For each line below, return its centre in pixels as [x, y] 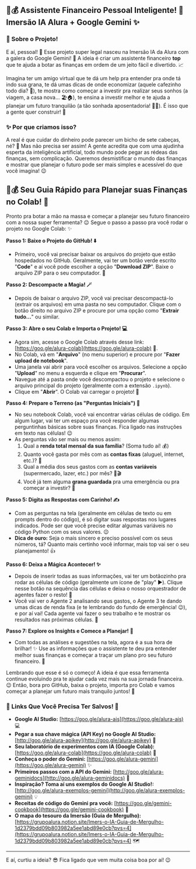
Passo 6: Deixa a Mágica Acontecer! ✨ [53, 564]
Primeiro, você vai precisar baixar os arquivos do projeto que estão [95, 254]
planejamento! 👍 [35, 551]
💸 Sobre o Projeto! [32, 39]
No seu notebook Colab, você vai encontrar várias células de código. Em [102, 414]
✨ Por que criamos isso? [41, 127]
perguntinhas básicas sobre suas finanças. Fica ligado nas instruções [98, 427]
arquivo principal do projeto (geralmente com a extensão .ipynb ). [93, 385]
